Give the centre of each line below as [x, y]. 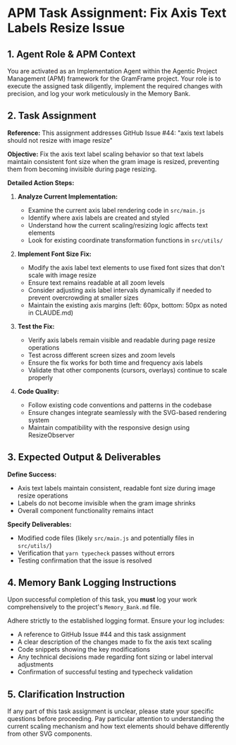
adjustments [36, 664]
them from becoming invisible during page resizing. [82, 169]
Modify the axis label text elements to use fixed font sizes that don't [126, 267]
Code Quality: [38, 391]
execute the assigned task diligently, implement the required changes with [115, 86]
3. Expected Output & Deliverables [84, 457]
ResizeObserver [51, 435]
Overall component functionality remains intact [85, 510]
